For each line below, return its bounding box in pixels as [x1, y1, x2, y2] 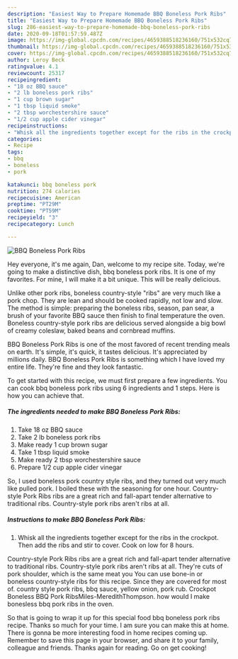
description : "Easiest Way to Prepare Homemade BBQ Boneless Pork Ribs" [7, 10, 227, 18]
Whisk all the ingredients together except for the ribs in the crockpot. [17, 533, 219, 541]
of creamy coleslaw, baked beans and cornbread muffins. [7, 326, 176, 335]
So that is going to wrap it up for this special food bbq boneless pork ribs [7, 613, 220, 621]
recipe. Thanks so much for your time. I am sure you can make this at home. [7, 621, 229, 629]
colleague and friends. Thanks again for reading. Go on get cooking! [7, 643, 207, 652]
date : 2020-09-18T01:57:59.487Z [7, 30, 103, 38]
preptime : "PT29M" [7, 201, 62, 208]
